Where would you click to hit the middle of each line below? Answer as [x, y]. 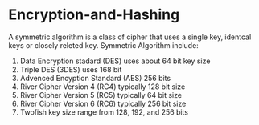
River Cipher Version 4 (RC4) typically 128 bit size [103, 87]
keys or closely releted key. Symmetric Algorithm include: [103, 45]
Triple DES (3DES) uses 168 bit [71, 69]
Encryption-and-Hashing [94, 15]
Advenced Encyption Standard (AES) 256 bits [95, 78]
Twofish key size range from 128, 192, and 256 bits [104, 112]
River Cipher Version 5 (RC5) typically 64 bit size [101, 95]
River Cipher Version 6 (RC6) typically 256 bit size [103, 103]
